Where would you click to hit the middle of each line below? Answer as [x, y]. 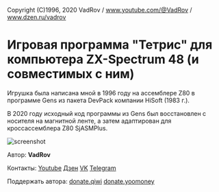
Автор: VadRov [29, 154]
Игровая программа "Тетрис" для [110, 45]
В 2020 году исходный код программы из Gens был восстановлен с [107, 113]
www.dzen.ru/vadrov [37, 17]
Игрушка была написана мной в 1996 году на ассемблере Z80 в [101, 93]
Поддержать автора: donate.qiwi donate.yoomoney [81, 181]
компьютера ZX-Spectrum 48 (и [103, 59]
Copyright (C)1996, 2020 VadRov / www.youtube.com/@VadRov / [100, 10]
